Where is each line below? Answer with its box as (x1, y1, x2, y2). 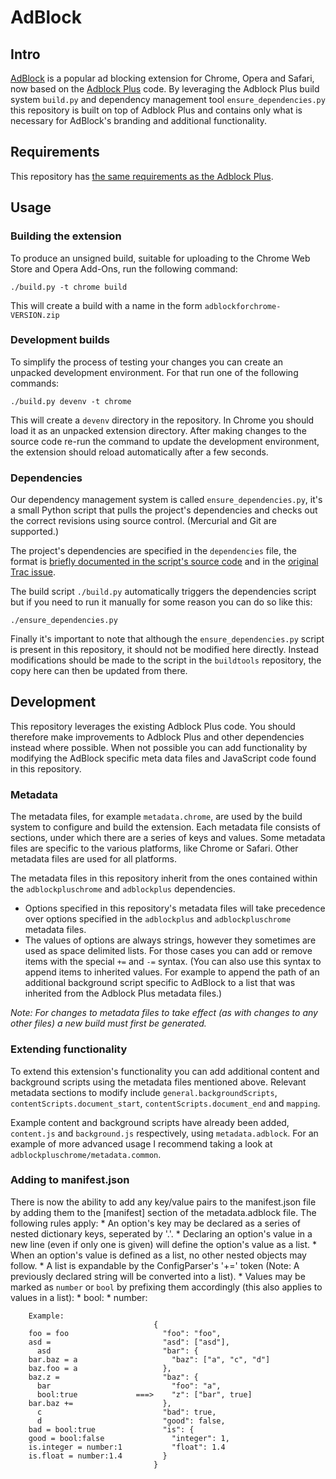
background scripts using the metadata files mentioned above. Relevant (10, 1076, 307, 1088)
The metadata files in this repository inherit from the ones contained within (10, 872, 318, 885)
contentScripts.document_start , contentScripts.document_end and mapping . (10, 1097, 321, 1109)
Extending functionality (10, 1042, 128, 1056)
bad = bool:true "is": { (28, 1424, 195, 1435)
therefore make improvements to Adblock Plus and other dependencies (10, 731, 305, 743)
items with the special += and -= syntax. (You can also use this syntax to (24, 956, 322, 968)
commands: (10, 377, 60, 389)
